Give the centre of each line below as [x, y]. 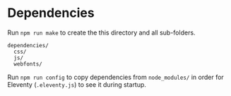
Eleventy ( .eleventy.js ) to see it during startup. [77, 84]
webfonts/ [28, 64]
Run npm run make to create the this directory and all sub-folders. [101, 32]
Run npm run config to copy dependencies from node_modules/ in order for [115, 77]
